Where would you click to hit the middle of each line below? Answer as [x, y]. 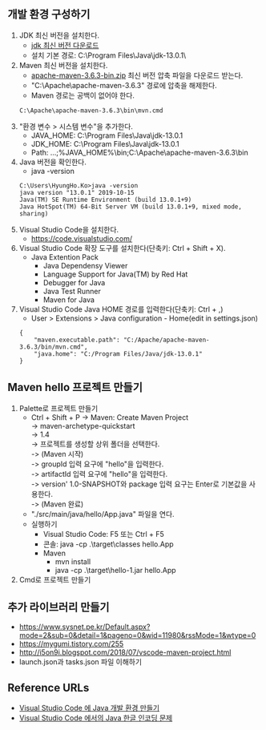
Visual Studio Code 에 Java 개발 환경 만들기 [89, 708]
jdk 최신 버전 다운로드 [65, 45]
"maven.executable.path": [77, 340]
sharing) [34, 214]
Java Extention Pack [65, 257]
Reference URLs [48, 688]
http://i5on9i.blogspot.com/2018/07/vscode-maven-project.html [125, 652]
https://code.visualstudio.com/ [82, 238]
